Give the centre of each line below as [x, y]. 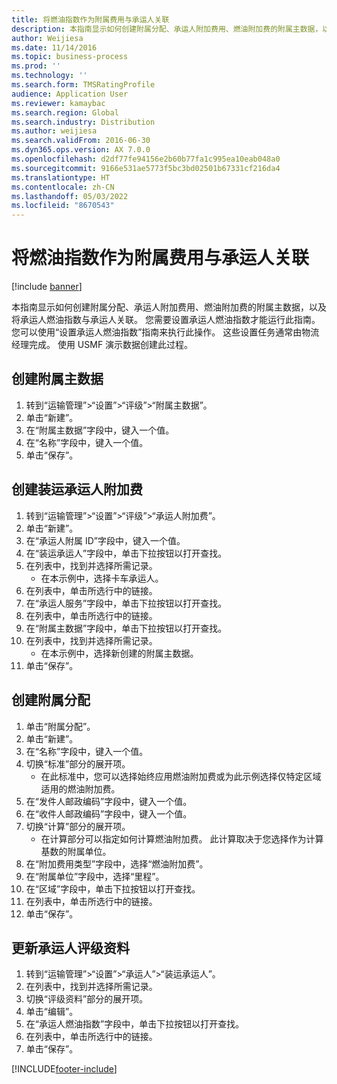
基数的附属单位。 [76, 851]
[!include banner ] [47, 287]
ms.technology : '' [49, 76]
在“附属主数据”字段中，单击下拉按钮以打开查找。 [126, 628]
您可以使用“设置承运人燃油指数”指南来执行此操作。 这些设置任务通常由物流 [165, 332]
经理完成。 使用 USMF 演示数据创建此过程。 [102, 345]
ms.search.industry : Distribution [83, 122]
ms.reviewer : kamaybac [58, 103]
